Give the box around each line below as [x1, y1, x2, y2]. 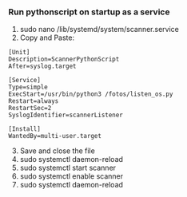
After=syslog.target [8, 62, 78, 70]
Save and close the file [19, 146, 96, 156]
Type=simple [8, 83, 48, 92]
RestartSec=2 [8, 104, 52, 112]
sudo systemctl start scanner [19, 163, 117, 173]
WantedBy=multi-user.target [8, 132, 102, 140]
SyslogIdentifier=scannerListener [8, 111, 124, 120]
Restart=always [8, 97, 59, 105]
